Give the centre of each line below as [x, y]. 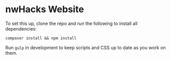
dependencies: [21, 28]
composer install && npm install [41, 38]
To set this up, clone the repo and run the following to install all [71, 23]
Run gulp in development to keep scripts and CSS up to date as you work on [86, 47]
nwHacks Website [45, 9]
